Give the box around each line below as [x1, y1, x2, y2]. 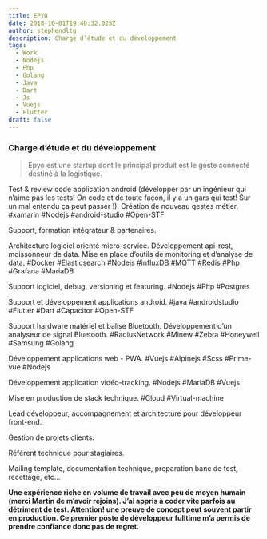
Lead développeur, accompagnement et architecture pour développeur [8, 409, 242, 418]
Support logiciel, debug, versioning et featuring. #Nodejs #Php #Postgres [8, 281, 250, 292]
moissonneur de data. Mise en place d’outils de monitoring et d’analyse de [8, 250, 253, 259]
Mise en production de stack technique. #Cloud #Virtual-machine [8, 393, 224, 403]
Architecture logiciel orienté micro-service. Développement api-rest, [8, 241, 233, 250]
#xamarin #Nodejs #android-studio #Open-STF [8, 210, 165, 220]
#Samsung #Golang [8, 338, 74, 348]
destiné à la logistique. [27, 169, 102, 178]
